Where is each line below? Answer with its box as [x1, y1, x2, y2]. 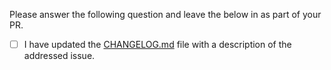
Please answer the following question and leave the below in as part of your [9, 9, 322, 20]
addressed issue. [23, 50, 96, 62]
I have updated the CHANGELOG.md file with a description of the [23, 39, 292, 50]
